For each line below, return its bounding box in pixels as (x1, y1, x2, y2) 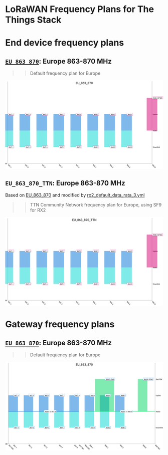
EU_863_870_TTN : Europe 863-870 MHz (5, 179, 125, 187)
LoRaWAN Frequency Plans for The (5, 4, 154, 15)
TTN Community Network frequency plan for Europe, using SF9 (30, 202, 162, 207)
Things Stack (5, 14, 62, 26)
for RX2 (30, 207, 46, 213)
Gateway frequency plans (5, 319, 115, 330)
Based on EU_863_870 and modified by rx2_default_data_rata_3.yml (5, 192, 145, 198)
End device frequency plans (5, 37, 124, 49)
